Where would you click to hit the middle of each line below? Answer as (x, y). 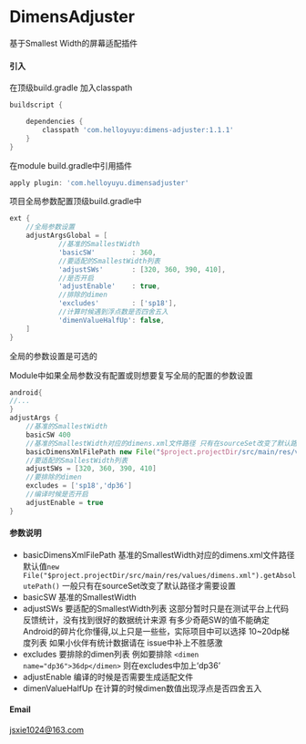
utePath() (41, 586)
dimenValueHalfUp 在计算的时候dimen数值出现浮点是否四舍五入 (142, 688)
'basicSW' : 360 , (107, 253)
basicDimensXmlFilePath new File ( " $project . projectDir (132, 452)
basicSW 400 (48, 435)
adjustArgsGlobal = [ (66, 236)
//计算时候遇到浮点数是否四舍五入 (113, 312)
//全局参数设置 (51, 227)
